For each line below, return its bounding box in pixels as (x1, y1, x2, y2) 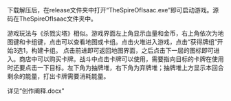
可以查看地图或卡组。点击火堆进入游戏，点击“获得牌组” (60, 38, 218, 46)
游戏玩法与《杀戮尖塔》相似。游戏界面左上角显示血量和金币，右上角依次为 (7, 30, 218, 37)
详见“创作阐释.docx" (7, 87, 65, 95)
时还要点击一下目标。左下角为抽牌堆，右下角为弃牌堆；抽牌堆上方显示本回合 (7, 64, 224, 71)
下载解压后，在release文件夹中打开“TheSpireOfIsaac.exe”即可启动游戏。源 (7, 6, 219, 14)
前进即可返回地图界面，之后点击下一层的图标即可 (75, 47, 214, 54)
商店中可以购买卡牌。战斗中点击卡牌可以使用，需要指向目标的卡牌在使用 (19, 55, 224, 63)
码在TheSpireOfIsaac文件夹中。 (7, 14, 98, 23)
